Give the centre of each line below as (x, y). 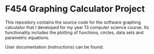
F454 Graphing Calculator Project (75, 9)
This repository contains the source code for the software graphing (73, 22)
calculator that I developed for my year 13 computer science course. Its (77, 27)
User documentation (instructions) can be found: (54, 47)
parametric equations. (27, 38)
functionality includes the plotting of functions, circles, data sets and (74, 32)
